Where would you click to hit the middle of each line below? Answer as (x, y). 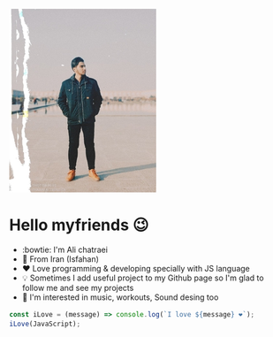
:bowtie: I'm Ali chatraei (65, 249)
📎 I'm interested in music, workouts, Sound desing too (120, 297)
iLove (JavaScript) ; (45, 324)
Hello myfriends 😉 (79, 225)
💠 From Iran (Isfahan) (61, 259)
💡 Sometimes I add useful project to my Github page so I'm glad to (143, 278)
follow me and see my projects (78, 287)
